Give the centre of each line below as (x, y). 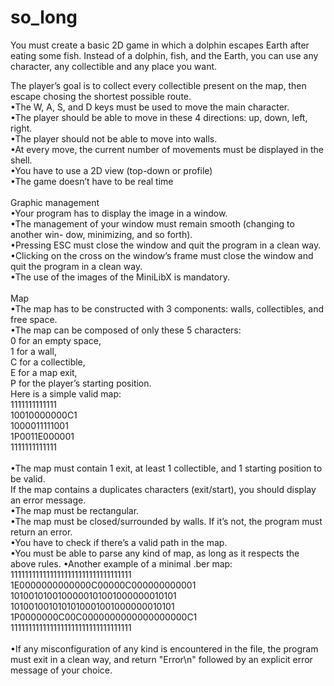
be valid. (28, 478)
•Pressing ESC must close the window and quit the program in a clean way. (166, 245)
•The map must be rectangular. (75, 510)
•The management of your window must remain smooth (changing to (152, 223)
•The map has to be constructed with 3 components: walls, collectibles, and (167, 308)
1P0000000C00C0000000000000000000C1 (104, 617)
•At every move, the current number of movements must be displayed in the (167, 149)
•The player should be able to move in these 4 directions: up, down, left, (159, 117)
